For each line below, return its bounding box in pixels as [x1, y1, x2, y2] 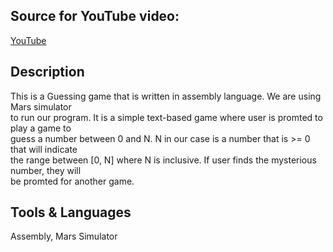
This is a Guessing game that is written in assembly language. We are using [10, 90, 322, 102]
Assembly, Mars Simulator [10, 230, 118, 243]
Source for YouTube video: [10, 8, 180, 25]
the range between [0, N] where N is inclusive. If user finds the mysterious [10, 154, 317, 166]
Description [10, 64, 85, 81]
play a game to [10, 122, 72, 134]
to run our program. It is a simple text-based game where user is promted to [10, 111, 323, 123]
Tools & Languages [10, 204, 132, 221]
